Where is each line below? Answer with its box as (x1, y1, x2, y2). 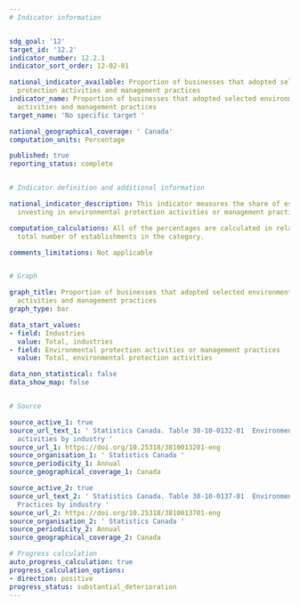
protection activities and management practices (17, 86, 201, 95)
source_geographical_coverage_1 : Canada (9, 468, 162, 477)
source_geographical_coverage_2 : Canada (9, 533, 162, 543)
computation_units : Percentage (9, 135, 125, 144)
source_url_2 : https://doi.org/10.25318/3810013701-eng (9, 508, 221, 517)
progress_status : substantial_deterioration (9, 582, 177, 592)
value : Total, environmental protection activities (17, 353, 214, 363)
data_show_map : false (9, 378, 90, 387)
